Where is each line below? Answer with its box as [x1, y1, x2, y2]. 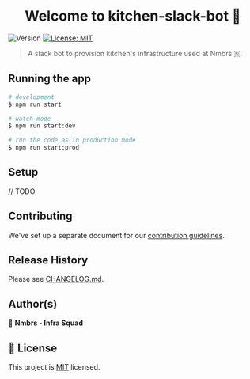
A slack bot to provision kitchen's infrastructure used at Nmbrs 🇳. [27, 48, 243, 58]
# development [8, 93, 55, 101]
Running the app [8, 72, 91, 85]
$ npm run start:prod [8, 144, 80, 152]
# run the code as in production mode [8, 136, 136, 145]
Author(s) [8, 297, 58, 311]
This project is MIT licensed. [8, 362, 100, 372]
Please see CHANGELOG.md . [8, 275, 104, 284]
